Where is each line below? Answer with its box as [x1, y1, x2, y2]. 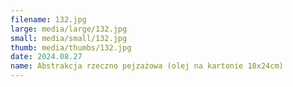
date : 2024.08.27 [10, 52, 83, 62]
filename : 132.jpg [10, 14, 87, 25]
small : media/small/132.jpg [10, 33, 128, 43]
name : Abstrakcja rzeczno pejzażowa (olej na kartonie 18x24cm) [10, 61, 284, 71]
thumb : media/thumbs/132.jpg [10, 42, 132, 53]
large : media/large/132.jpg [10, 24, 128, 34]
